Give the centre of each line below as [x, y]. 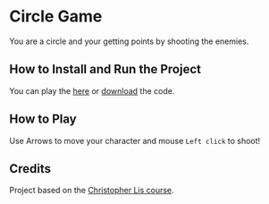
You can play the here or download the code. [92, 90]
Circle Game [56, 17]
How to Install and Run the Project [105, 69]
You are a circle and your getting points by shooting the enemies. [129, 41]
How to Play [43, 119]
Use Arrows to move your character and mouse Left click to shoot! [135, 140]
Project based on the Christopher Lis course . [92, 191]
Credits [30, 169]
